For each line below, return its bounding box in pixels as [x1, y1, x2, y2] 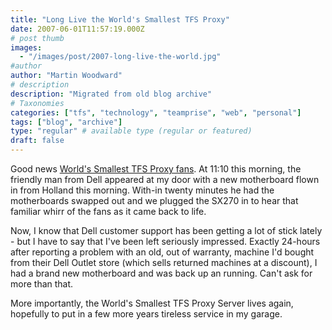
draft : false [10, 136, 65, 146]
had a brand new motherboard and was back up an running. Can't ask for [10, 267, 313, 279]
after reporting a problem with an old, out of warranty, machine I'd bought [10, 246, 315, 258]
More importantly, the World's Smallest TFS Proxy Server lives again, [10, 297, 294, 309]
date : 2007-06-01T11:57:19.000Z [10, 24, 145, 34]
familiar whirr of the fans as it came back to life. [10, 206, 207, 217]
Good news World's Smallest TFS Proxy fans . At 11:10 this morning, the [10, 163, 302, 175]
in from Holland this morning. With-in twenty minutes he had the [10, 184, 275, 196]
